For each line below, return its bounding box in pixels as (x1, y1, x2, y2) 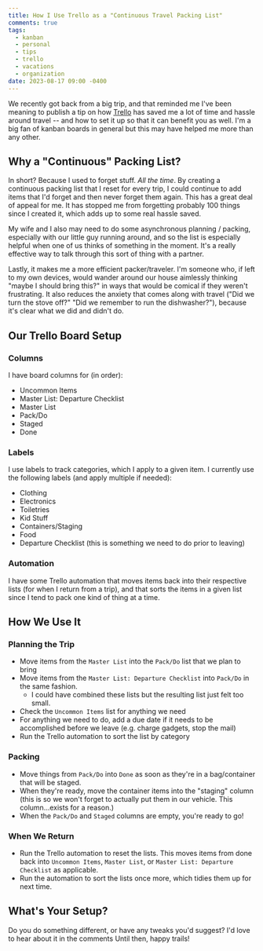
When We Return (8, 830, 75, 841)
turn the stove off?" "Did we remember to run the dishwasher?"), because (8, 298, 247, 307)
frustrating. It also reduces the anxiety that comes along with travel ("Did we (8, 290, 255, 299)
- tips (15, 48, 37, 56)
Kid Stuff (19, 514, 49, 523)
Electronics (19, 496, 57, 507)
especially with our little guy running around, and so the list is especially (8, 232, 241, 242)
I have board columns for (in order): (8, 371, 123, 379)
